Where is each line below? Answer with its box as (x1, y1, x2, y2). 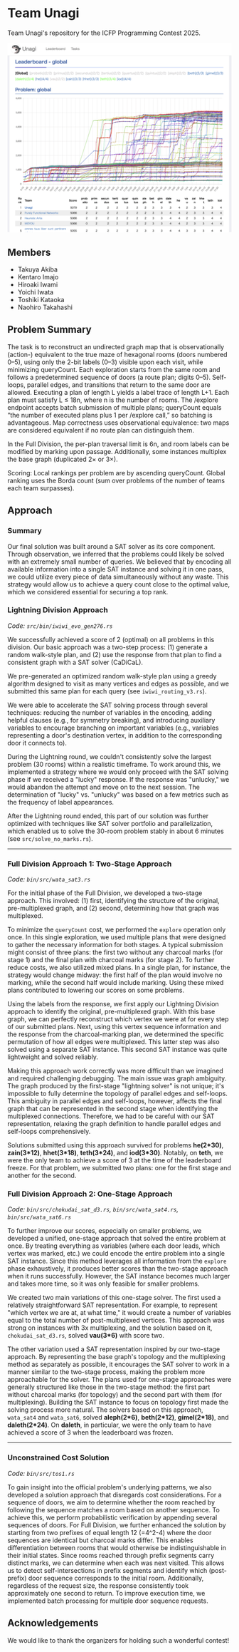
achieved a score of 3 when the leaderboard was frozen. (7, 1428, 174, 1437)
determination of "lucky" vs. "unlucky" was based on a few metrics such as (7, 790, 229, 799)
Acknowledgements (7, 1617, 99, 1629)
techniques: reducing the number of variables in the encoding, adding (7, 708, 212, 717)
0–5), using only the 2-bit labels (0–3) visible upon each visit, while (7, 358, 203, 366)
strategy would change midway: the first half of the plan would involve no (7, 971, 223, 979)
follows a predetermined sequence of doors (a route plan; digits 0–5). (7, 373, 211, 381)
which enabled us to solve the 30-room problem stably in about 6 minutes (7, 827, 224, 835)
